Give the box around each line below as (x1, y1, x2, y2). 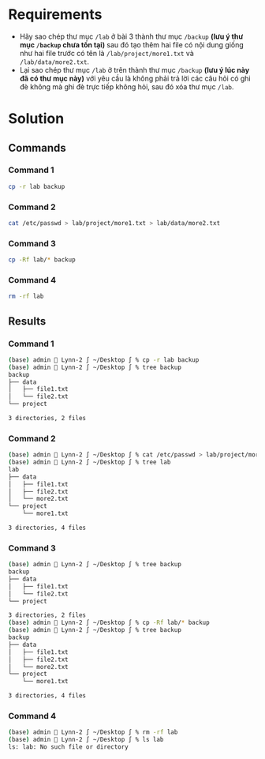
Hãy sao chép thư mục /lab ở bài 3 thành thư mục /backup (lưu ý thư (19, 32, 244, 41)
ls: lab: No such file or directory (8, 743, 129, 751)
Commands (8, 141, 67, 155)
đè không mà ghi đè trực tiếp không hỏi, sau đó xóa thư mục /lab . (19, 81, 234, 92)
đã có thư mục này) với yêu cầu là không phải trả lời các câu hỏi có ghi (19, 73, 251, 83)
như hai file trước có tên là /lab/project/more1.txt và (19, 48, 195, 58)
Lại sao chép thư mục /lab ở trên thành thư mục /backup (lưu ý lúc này (19, 65, 250, 74)
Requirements (8, 6, 103, 24)
